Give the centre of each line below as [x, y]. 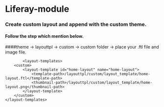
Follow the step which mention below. [44, 36]
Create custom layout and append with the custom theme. [76, 25]
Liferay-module [37, 9]
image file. [16, 52]
